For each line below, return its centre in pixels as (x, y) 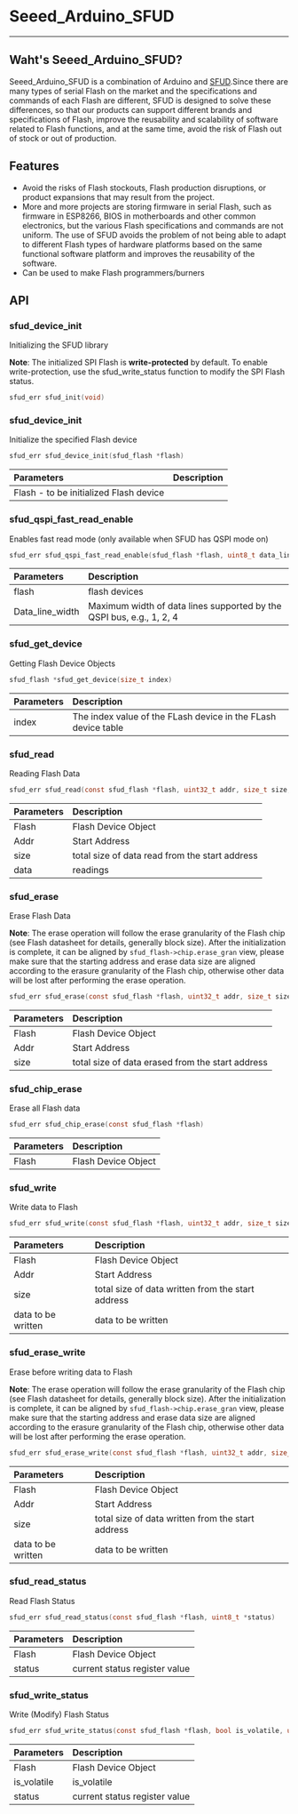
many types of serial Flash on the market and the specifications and (133, 91)
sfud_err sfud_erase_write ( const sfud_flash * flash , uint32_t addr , (138, 1453)
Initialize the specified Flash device (73, 440)
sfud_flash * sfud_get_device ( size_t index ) (91, 679)
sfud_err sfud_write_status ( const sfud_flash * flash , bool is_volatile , (146, 1730)
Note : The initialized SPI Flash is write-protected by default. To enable (138, 363)
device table (98, 727)
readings (90, 870)
